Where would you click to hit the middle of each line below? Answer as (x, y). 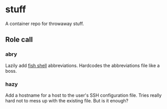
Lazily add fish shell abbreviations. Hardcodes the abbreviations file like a (82, 66)
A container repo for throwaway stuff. (45, 24)
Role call (19, 40)
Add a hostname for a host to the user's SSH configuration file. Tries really (83, 95)
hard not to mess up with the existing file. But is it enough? (67, 100)
